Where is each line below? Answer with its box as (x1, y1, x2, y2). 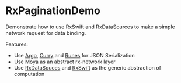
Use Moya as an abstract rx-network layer (13, 58, 116, 65)
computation (13, 70, 45, 77)
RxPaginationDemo (5, 4, 100, 17)
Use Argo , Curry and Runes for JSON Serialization (13, 52, 135, 59)
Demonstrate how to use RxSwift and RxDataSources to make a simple (5, 23, 176, 30)
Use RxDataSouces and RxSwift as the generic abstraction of (13, 64, 162, 71)
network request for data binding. (5, 29, 86, 36)
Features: (5, 41, 29, 48)
